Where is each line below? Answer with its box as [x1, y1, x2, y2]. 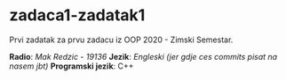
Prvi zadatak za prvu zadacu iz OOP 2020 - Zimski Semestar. [9, 34, 234, 45]
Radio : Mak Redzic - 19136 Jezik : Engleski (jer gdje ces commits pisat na [9, 51, 278, 62]
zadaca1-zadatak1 [9, 5, 146, 25]
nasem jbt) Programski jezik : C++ [9, 61, 134, 71]
